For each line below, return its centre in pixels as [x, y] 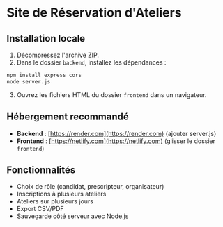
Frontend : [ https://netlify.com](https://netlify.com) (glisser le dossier [116, 141]
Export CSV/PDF [40, 209]
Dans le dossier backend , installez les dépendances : [91, 62]
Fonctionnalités [41, 170]
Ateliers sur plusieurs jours [55, 201]
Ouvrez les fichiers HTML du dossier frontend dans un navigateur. [111, 94]
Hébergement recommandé [68, 117]
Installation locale [46, 39]
